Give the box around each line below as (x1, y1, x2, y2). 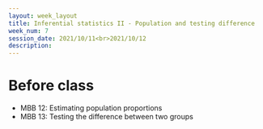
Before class (8, 77, 95, 95)
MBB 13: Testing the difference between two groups (19, 112, 194, 122)
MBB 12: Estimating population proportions (19, 103, 163, 113)
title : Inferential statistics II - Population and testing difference (8, 19, 255, 27)
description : (8, 42, 53, 50)
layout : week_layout (8, 11, 78, 20)
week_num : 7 (8, 27, 49, 35)
